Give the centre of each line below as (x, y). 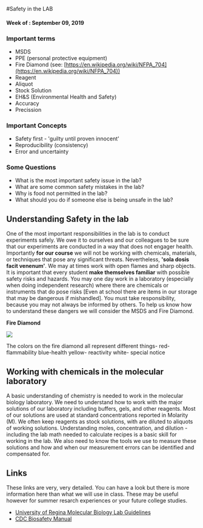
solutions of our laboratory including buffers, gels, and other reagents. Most (101, 409)
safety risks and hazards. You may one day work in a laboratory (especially (100, 279)
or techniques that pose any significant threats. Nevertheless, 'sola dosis (98, 259)
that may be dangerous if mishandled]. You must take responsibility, (91, 298)
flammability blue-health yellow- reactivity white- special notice (86, 352)
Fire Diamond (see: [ (41, 64)
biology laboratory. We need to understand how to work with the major (95, 402)
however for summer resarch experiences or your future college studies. (97, 500)
